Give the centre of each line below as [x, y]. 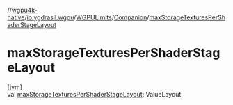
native [16, 17]
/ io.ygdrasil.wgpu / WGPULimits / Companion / [87, 17]
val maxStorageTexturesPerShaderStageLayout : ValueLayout [94, 94]
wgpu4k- [25, 10]
